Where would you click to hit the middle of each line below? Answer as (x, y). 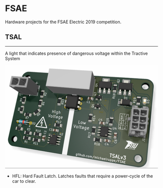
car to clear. (24, 181)
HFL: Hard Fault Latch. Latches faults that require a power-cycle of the (82, 176)
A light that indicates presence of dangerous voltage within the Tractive (76, 53)
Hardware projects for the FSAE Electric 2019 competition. (63, 22)
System (13, 58)
